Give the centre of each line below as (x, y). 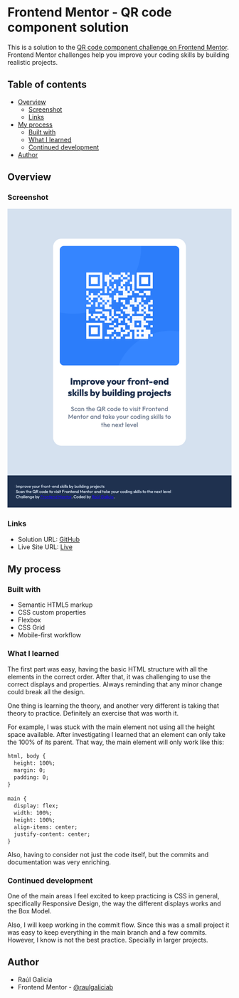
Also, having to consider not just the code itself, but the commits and (108, 854)
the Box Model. (30, 911)
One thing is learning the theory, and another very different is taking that (113, 706)
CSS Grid (31, 627)
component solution (68, 27)
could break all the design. (46, 691)
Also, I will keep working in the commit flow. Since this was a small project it (118, 925)
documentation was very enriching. (59, 862)
